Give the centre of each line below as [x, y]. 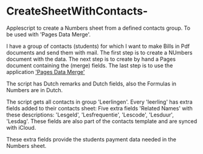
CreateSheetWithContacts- [77, 11]
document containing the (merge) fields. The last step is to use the [90, 65]
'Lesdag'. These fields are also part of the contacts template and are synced [102, 121]
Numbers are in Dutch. [35, 90]
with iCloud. [21, 127]
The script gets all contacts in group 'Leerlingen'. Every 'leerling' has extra [99, 102]
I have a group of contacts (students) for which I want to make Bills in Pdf [98, 46]
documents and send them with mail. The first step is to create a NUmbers [99, 52]
